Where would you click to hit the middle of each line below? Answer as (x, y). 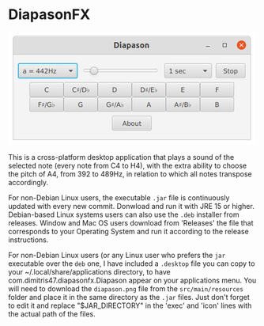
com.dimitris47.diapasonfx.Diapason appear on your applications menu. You (132, 280)
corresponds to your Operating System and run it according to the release (128, 231)
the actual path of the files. (52, 313)
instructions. (28, 240)
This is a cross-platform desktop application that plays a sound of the (121, 157)
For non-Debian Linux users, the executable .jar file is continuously (119, 197)
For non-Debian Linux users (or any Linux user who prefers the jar (117, 255)
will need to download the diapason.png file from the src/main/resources (126, 288)
